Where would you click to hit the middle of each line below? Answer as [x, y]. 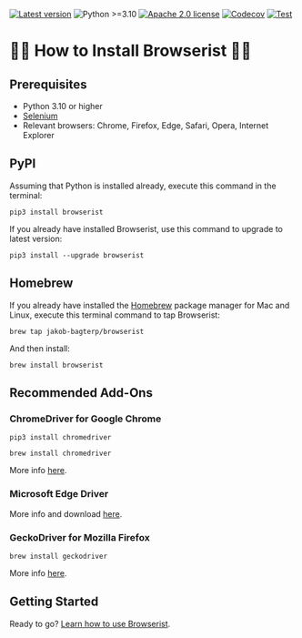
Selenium [40, 116]
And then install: [40, 348]
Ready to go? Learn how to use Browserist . [90, 623]
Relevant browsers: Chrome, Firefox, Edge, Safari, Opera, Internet [146, 126]
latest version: [36, 238]
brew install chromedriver [60, 454]
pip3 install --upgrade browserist [77, 255]
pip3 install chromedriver [60, 438]
